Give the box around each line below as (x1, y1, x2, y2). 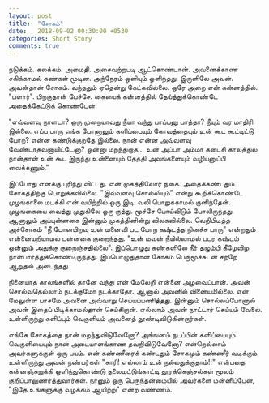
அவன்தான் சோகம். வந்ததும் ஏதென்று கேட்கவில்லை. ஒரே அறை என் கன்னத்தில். (8, 83, 258, 92)
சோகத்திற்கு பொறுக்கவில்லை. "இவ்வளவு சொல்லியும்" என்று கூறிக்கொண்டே (8, 188, 243, 198)
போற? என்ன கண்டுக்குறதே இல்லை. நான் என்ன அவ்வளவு (8, 135, 192, 145)
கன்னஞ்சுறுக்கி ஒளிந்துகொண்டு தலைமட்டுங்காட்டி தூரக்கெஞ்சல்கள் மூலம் (8, 367, 234, 376)
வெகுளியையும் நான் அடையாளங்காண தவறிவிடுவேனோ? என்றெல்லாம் (8, 339, 227, 349)
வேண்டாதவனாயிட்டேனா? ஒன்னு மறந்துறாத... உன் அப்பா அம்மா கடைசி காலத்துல (8, 144, 258, 154)
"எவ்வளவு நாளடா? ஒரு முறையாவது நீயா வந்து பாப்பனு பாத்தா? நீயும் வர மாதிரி (8, 117, 254, 126)
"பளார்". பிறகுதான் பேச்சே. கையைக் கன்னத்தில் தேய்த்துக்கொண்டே (8, 92, 219, 101)
